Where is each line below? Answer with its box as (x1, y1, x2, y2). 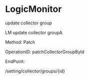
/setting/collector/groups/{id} (5, 68, 66, 74)
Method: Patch (5, 39, 36, 45)
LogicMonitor (5, 3, 62, 15)
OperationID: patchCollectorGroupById (5, 49, 85, 55)
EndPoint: (5, 58, 25, 64)
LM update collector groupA (5, 29, 63, 35)
